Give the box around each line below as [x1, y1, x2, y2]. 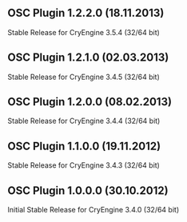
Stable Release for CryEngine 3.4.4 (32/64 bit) [7, 116, 161, 126]
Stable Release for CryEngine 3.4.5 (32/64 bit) [7, 72, 161, 81]
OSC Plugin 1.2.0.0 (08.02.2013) [7, 95, 173, 109]
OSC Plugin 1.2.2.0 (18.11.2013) [7, 6, 165, 20]
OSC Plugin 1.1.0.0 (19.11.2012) [7, 139, 161, 153]
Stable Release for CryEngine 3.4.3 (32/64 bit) [7, 161, 161, 170]
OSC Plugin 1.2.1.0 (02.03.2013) [7, 51, 169, 65]
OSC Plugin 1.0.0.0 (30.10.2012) [7, 184, 169, 197]
